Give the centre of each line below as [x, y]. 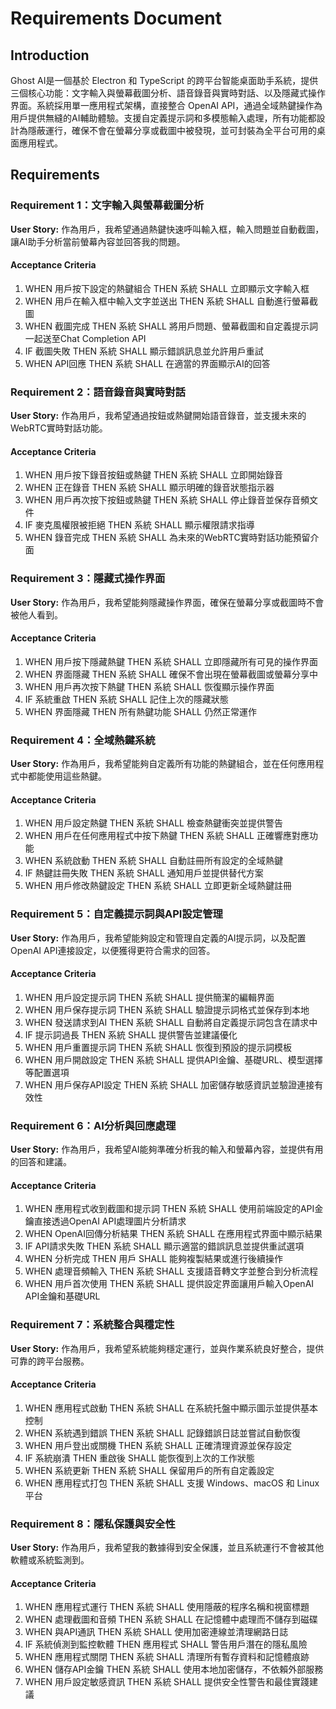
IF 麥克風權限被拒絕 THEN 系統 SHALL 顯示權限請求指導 [139, 525]
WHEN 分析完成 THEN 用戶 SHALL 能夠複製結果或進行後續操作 [153, 1259]
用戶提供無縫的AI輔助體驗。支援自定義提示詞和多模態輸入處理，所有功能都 [163, 118]
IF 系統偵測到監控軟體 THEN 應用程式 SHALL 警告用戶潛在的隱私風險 [166, 1644]
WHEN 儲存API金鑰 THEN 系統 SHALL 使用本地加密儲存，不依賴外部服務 [174, 1669]
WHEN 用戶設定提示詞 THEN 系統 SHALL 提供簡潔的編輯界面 [149, 997]
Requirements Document [116, 18]
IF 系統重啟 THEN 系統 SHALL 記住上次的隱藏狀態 [126, 699]
